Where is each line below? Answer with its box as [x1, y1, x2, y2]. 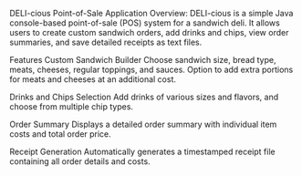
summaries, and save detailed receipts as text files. [9, 36, 203, 47]
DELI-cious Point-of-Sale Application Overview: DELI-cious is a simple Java [9, 8, 294, 18]
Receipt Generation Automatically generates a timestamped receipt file [9, 146, 276, 157]
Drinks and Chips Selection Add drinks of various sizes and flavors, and [9, 91, 279, 102]
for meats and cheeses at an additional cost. [9, 74, 176, 85]
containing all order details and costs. [9, 156, 151, 167]
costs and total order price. [9, 129, 111, 140]
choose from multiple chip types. [9, 101, 134, 112]
